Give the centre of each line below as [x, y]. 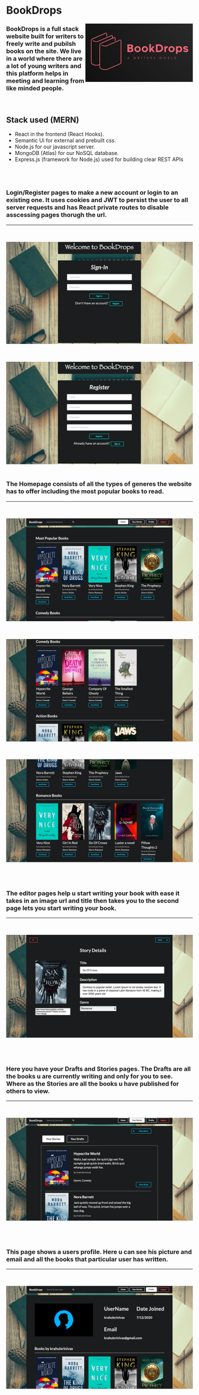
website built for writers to [45, 36]
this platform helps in [37, 74]
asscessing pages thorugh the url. [57, 215]
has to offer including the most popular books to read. [85, 492]
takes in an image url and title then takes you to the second [92, 900]
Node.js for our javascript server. [55, 147]
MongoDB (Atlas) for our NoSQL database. [67, 153]
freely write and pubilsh [41, 44]
